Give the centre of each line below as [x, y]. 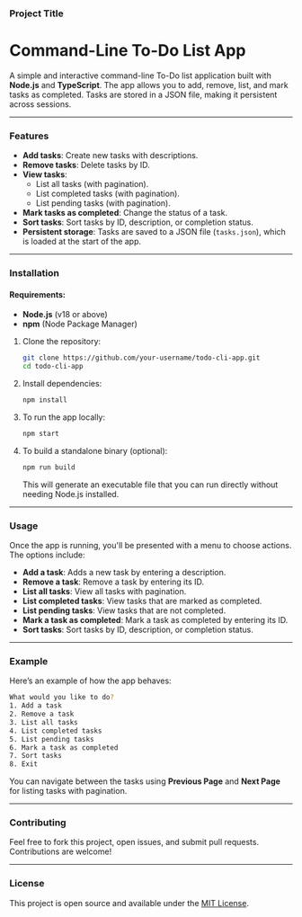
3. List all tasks [44, 722]
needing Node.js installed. [71, 494]
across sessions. [40, 104]
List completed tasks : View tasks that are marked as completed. [142, 601]
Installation [35, 273]
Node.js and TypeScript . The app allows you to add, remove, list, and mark [149, 85]
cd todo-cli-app [53, 367]
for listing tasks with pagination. [68, 791]
